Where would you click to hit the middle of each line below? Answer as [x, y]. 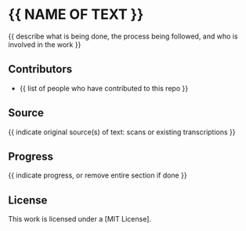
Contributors [40, 70]
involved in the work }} [45, 44]
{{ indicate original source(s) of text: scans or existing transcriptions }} [122, 132]
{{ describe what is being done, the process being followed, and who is [123, 36]
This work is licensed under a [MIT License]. [80, 219]
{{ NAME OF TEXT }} [76, 15]
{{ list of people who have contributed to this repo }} [104, 88]
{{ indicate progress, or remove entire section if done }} [98, 175]
